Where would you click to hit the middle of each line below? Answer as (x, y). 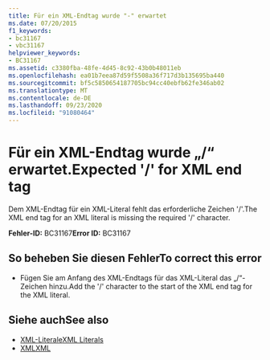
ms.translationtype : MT (48, 90)
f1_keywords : (30, 31)
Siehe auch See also (59, 320)
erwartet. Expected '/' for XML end (125, 170)
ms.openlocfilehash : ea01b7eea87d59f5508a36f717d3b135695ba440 (117, 76)
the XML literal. (45, 295)
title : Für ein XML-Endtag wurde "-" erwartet (88, 16)
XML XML (35, 348)
